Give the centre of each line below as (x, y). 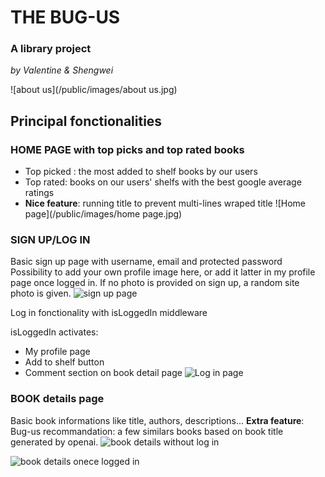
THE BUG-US (65, 17)
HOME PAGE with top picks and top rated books (127, 149)
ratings (39, 193)
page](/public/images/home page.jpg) (103, 214)
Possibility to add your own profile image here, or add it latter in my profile (163, 272)
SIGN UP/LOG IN (50, 240)
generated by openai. (54, 442)
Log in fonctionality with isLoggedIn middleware (109, 313)
